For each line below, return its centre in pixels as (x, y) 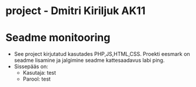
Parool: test (37, 79)
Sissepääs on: (31, 66)
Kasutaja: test (39, 73)
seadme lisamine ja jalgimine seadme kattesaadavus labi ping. (89, 61)
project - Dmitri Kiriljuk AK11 (75, 11)
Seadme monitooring (58, 38)
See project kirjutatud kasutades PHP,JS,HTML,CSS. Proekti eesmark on (102, 54)
